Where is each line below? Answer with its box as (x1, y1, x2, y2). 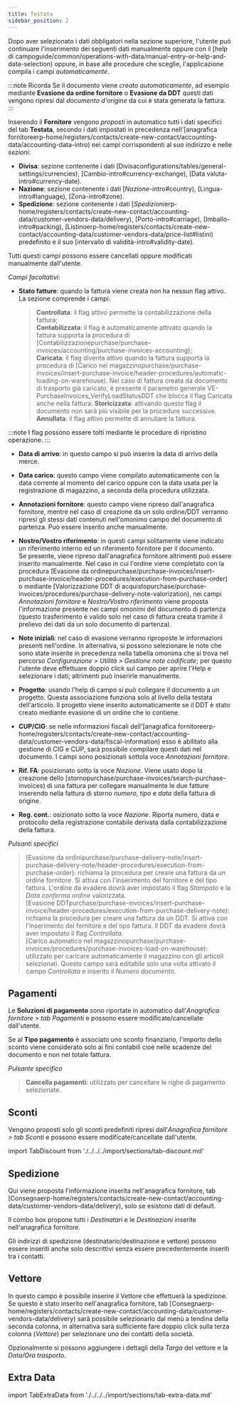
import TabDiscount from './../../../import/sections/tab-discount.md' (8, 1147, 204, 1155)
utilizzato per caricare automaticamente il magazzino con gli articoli (25, 951, 224, 960)
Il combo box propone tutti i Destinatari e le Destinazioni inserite (8, 1215, 196, 1224)
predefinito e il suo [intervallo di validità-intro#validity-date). (18, 237, 195, 246)
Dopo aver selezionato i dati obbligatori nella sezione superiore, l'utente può (8, 36, 231, 45)
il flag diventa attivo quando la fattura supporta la (65, 353, 210, 362)
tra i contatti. (8, 1252, 46, 1260)
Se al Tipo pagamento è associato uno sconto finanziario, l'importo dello (8, 1036, 222, 1044)
